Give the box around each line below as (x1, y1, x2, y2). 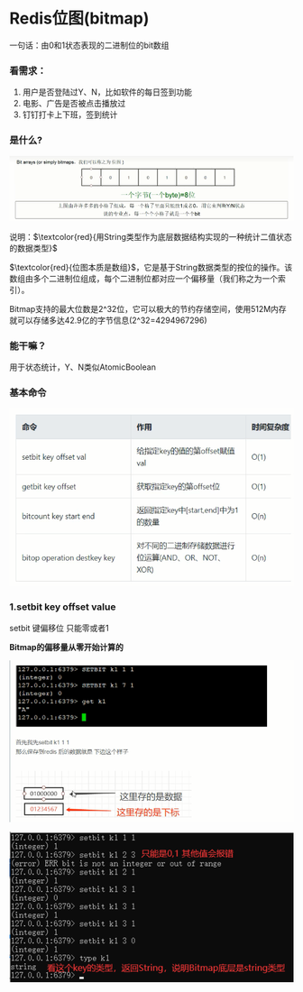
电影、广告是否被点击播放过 (22, 98, 126, 109)
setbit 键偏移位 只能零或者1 (9, 622, 110, 633)
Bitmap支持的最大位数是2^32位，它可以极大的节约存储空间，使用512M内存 (9, 303, 287, 314)
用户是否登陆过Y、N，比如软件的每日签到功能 (22, 87, 192, 97)
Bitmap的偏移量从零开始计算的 (9, 641, 124, 652)
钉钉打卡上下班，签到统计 (22, 109, 118, 120)
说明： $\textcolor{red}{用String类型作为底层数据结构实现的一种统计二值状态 (9, 231, 293, 242)
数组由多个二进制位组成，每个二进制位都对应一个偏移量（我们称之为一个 (9, 272, 278, 284)
